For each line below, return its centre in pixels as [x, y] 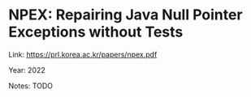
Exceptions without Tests [96, 32]
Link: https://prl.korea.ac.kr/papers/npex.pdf [83, 54]
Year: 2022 [27, 70]
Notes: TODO [31, 86]
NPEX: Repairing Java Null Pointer [125, 15]
